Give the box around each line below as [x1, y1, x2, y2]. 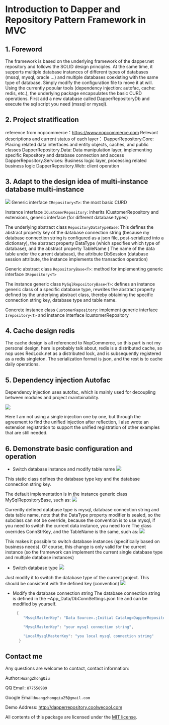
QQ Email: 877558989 [5, 685, 48, 691]
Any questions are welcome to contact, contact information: [5, 665, 129, 672]
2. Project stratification [5, 116, 79, 124]
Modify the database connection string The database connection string [12, 590, 160, 596]
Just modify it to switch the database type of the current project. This [5, 575, 149, 581]
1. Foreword [5, 45, 42, 53]
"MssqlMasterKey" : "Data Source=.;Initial [23, 615, 114, 620]
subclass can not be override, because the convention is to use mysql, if [5, 517, 155, 523]
